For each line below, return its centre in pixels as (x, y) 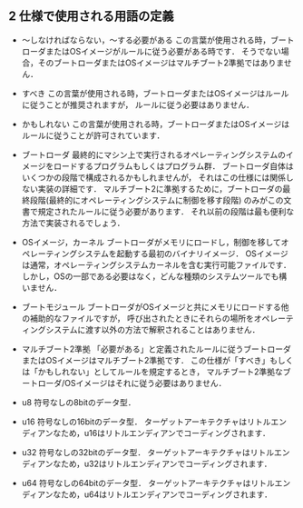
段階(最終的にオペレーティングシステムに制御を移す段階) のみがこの (156, 200)
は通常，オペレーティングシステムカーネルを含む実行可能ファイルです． (156, 264)
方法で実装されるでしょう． (73, 223)
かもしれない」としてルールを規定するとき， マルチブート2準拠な (160, 372)
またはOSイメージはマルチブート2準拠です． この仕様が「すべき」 (146, 360)
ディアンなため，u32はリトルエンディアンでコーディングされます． (147, 463)
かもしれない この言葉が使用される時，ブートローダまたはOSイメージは (156, 124)
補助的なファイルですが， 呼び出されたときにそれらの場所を (142, 318)
